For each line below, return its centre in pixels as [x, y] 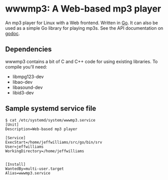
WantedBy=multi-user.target [35, 169]
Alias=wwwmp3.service [28, 173]
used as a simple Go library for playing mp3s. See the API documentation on [84, 28]
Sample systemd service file [51, 109]
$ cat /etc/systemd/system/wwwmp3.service [50, 120]
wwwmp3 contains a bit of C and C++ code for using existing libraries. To [81, 62]
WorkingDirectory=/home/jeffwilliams [45, 151]
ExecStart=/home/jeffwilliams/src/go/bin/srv [54, 142]
